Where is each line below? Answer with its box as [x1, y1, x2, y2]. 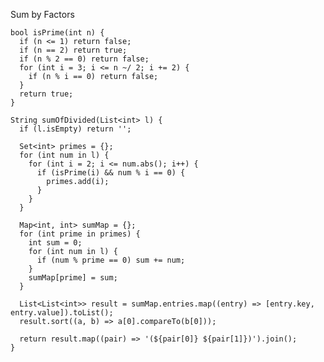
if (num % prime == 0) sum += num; [36, 255, 186, 265]
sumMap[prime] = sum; [28, 273, 118, 283]
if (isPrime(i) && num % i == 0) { [36, 168, 186, 178]
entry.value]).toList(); [10, 308, 114, 318]
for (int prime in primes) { [19, 229, 141, 239]
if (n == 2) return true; [19, 45, 128, 55]
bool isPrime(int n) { [10, 28, 105, 38]
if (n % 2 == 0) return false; [19, 54, 150, 64]
